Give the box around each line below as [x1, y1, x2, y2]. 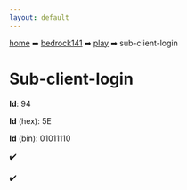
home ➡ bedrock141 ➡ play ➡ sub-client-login [9, 37, 178, 48]
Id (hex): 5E [9, 115, 52, 126]
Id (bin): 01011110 [9, 133, 71, 144]
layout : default [9, 12, 69, 22]
